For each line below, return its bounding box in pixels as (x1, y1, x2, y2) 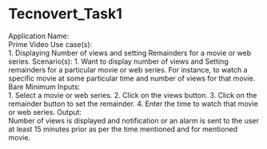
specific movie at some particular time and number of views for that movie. (8, 73, 256, 83)
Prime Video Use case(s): (8, 39, 93, 49)
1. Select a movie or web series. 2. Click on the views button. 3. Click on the (8, 90, 257, 100)
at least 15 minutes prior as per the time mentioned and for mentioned (8, 124, 238, 134)
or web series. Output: (8, 107, 82, 116)
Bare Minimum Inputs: (8, 81, 81, 92)
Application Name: (8, 31, 70, 41)
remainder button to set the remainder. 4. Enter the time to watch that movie (8, 99, 258, 108)
